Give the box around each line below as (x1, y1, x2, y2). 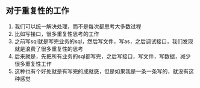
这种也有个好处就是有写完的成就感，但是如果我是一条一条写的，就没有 (14, 68, 189, 75)
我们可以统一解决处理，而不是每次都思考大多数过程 (14, 23, 142, 30)
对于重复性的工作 (5, 5, 69, 16)
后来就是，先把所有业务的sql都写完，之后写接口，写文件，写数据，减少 (14, 53, 191, 60)
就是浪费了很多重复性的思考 (14, 45, 84, 52)
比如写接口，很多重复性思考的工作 (14, 30, 99, 37)
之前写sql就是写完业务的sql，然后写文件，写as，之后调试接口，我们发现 (14, 38, 193, 45)
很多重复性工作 (14, 60, 52, 67)
